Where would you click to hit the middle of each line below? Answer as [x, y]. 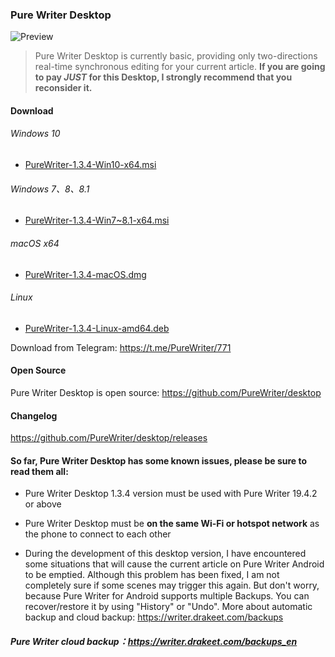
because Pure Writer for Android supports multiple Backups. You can [167, 596]
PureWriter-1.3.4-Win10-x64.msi [90, 165]
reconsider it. [63, 88]
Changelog [34, 415]
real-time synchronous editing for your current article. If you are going [180, 67]
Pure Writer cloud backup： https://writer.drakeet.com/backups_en [154, 641]
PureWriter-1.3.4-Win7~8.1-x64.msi [97, 220]
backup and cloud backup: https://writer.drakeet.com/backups [154, 617]
